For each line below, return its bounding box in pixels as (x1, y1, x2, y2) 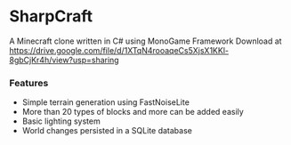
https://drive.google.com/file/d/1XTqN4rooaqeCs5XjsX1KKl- (9, 44, 230, 55)
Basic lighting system (21, 116, 101, 126)
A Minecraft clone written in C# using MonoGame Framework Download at (9, 36, 282, 46)
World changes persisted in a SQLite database (21, 125, 193, 136)
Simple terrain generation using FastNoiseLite (21, 97, 190, 108)
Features (9, 77, 49, 89)
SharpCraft (9, 6, 93, 27)
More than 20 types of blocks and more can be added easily (21, 107, 245, 117)
